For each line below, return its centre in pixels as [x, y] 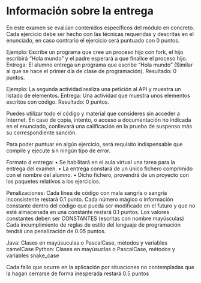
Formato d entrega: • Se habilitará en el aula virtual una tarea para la [91, 162]
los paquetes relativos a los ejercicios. [53, 181]
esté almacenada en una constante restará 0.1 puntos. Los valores [88, 212]
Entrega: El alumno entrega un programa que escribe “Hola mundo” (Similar [100, 65]
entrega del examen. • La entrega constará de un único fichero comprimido [100, 168]
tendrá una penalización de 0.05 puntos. [56, 231]
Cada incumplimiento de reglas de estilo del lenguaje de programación [94, 225]
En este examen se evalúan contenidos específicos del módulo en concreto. [100, 28]
